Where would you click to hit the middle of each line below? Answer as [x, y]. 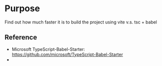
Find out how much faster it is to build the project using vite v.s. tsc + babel [81, 22]
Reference [21, 37]
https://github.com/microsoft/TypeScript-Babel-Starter [67, 54]
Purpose [22, 9]
